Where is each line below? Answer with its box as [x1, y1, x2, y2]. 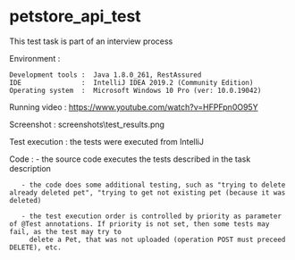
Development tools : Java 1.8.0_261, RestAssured [9, 70, 202, 80]
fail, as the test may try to [9, 227, 122, 236]
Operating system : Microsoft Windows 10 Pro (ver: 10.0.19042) [9, 86, 262, 95]
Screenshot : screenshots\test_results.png [9, 119, 165, 130]
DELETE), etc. [9, 243, 63, 252]
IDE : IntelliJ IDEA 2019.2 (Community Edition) [9, 78, 254, 87]
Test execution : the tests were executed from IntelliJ [9, 136, 204, 147]
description [9, 163, 52, 173]
